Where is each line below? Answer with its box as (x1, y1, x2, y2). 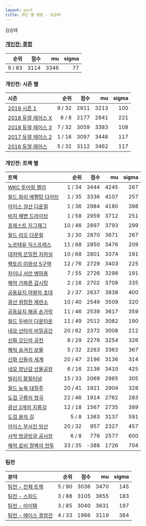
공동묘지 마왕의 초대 (8, 289, 53, 296)
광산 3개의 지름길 (8, 404, 47, 411)
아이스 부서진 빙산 (8, 423, 48, 430)
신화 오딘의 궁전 (8, 337, 44, 344)
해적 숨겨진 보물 (8, 346, 44, 354)
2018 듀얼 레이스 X (8, 114, 52, 121)
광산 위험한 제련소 (8, 299, 48, 306)
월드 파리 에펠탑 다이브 (8, 193, 60, 201)
